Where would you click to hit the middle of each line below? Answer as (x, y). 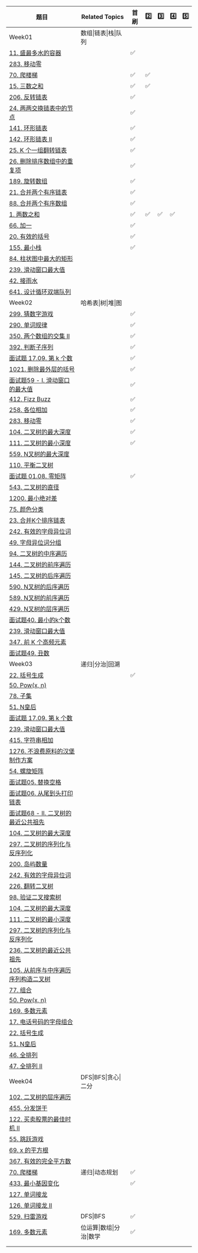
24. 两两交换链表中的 (38, 108)
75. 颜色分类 (27, 509)
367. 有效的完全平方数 (40, 1161)
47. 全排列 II (26, 1066)
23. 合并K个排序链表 (37, 520)
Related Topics (103, 17)
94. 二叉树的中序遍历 (38, 554)
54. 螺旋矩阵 (27, 771)
